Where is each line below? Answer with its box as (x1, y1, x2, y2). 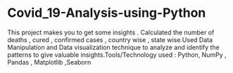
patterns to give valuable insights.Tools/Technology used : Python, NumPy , (7, 51, 227, 59)
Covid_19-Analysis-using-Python (7, 5, 206, 21)
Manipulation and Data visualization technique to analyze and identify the (7, 43, 220, 51)
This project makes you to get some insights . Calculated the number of (7, 28, 215, 36)
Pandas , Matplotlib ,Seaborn (7, 58, 92, 66)
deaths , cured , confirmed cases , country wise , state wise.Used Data (7, 35, 213, 44)
